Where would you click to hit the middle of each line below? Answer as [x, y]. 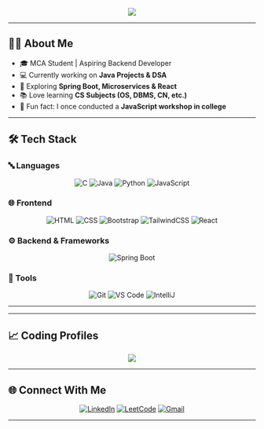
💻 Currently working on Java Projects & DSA [93, 75]
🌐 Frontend [30, 203]
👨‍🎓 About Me [41, 44]
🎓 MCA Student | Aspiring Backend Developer [95, 63]
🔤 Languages [34, 166]
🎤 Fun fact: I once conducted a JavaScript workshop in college [123, 106]
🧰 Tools [22, 278]
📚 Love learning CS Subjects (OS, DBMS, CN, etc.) [103, 95]
